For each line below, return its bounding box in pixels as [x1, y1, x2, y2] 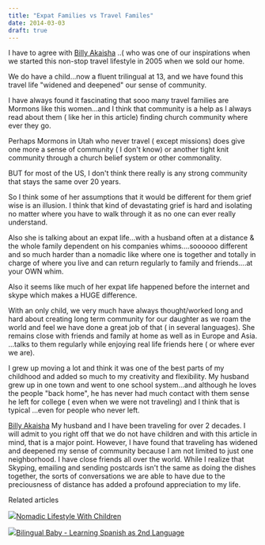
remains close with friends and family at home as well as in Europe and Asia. [8, 331, 258, 341]
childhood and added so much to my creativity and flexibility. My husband [8, 372, 249, 382]
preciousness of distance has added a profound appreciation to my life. [8, 480, 241, 489]
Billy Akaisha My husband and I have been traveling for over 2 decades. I [8, 421, 246, 431]
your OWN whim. [8, 267, 64, 276]
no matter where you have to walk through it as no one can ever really [8, 209, 236, 219]
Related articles [8, 495, 59, 505]
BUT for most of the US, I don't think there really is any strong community [8, 168, 248, 178]
